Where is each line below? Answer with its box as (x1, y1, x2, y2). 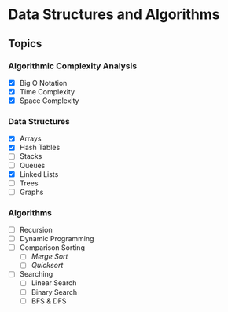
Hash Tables (19, 143, 61, 152)
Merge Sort (31, 251, 68, 261)
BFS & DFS (31, 296, 67, 306)
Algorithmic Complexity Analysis (8, 61, 138, 72)
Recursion (19, 226, 53, 235)
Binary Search (31, 287, 78, 296)
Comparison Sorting (19, 243, 85, 252)
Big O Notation (19, 78, 68, 87)
